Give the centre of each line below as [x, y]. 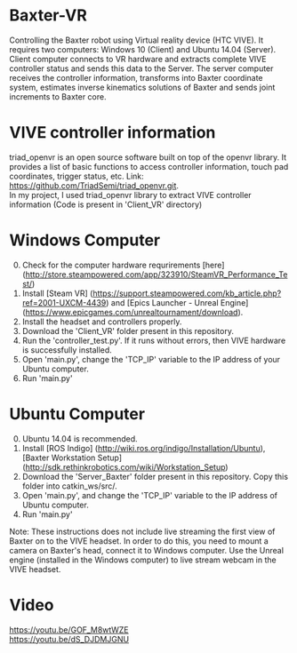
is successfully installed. [67, 350]
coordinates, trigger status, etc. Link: [76, 176]
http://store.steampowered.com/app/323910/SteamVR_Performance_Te [157, 274]
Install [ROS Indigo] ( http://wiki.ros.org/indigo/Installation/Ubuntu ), [144, 448]
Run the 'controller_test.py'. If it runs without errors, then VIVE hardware [154, 340]
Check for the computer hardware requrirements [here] [123, 265]
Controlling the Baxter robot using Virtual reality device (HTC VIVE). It [136, 40]
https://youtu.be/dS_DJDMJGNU [69, 639]
